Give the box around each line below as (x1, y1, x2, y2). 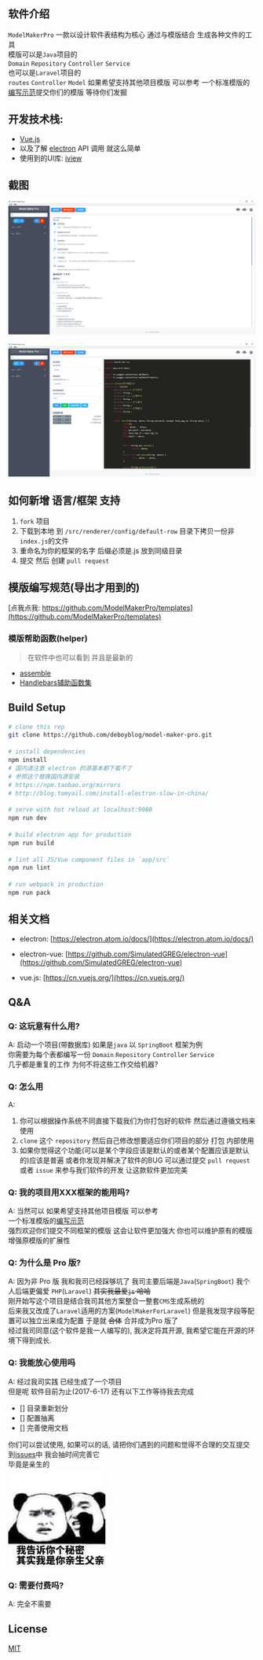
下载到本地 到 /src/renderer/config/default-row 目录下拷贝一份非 (19, 526, 235, 535)
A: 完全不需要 (8, 1599, 52, 1608)
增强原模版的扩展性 (8, 1235, 71, 1245)
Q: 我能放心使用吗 (8, 1357, 76, 1368)
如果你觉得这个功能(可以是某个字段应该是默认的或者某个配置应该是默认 (19, 1145, 250, 1155)
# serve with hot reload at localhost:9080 (8, 806, 153, 814)
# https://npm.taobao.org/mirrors (8, 781, 122, 789)
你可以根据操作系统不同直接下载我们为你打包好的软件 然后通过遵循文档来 (19, 1116, 256, 1126)
